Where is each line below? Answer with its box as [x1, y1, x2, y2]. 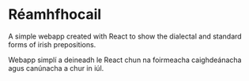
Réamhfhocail [8, 6, 102, 24]
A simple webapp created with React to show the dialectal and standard [8, 31, 243, 41]
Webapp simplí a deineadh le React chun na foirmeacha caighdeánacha [8, 55, 242, 64]
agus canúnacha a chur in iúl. [8, 63, 104, 72]
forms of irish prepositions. [8, 39, 96, 49]
